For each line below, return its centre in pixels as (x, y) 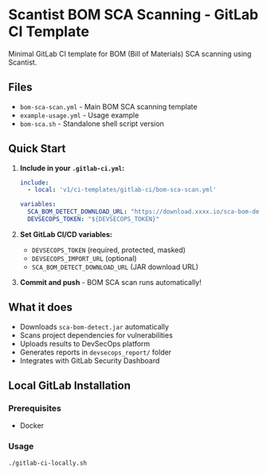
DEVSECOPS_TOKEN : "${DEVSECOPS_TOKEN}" (94, 220)
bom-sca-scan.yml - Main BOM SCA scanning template (108, 106)
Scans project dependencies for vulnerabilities (96, 335)
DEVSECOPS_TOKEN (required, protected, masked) (108, 250)
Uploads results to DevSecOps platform (85, 343)
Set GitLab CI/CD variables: (66, 234)
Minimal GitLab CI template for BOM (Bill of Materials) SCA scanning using (130, 53)
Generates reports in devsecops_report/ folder (96, 352)
